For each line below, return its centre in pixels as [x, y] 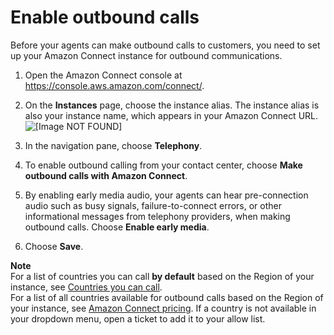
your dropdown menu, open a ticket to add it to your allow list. [138, 318]
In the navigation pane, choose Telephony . [113, 145]
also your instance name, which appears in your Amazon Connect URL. [171, 115]
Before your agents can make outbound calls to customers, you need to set [165, 45]
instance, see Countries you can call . [86, 287]
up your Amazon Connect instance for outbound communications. [146, 55]
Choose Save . [54, 246]
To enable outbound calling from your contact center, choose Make [163, 165]
